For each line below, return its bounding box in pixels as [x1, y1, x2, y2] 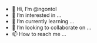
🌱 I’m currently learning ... [11, 18, 75, 24]
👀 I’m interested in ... [11, 12, 62, 19]
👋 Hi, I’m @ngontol [11, 6, 57, 12]
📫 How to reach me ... [11, 31, 66, 37]
